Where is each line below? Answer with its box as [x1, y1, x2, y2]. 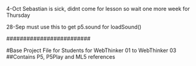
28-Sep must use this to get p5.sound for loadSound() [6, 24, 141, 30]
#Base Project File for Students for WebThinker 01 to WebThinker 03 [6, 47, 177, 54]
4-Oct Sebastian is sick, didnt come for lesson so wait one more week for [6, 5, 190, 12]
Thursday [6, 12, 30, 19]
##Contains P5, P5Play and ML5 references [6, 53, 115, 60]
